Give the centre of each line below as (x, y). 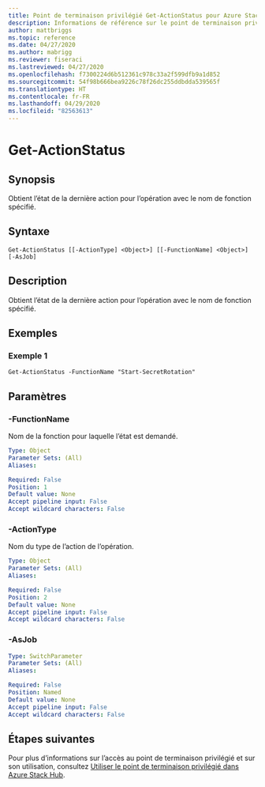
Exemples (33, 333)
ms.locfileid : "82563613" (50, 112)
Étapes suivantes (52, 739)
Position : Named (35, 693)
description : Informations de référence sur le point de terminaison (125, 23)
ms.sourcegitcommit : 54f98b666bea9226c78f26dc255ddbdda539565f (114, 81)
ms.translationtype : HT (47, 89)
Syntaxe (29, 231)
